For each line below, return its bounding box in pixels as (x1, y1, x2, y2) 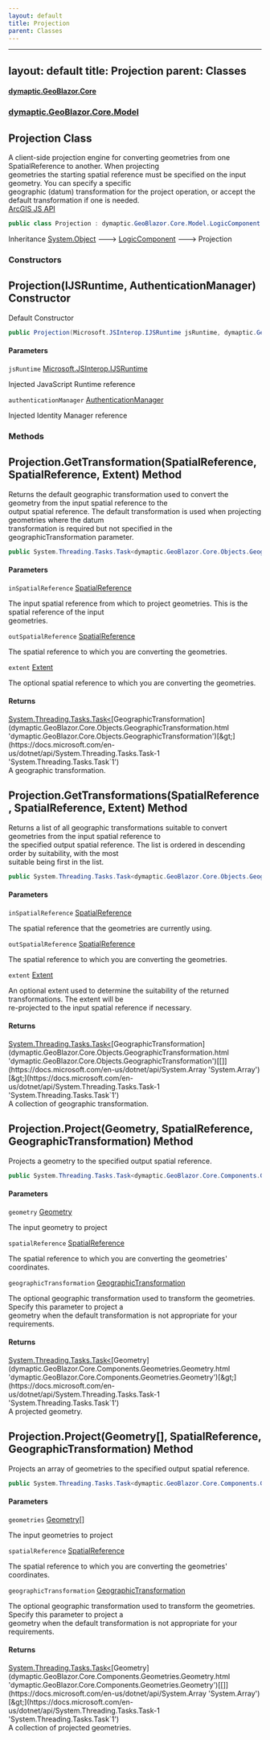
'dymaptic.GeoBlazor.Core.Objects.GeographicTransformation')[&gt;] (8, 731, 235, 741)
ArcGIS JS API (8, 204, 56, 214)
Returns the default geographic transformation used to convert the (8, 489, 229, 499)
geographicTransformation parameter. (8, 532, 134, 541)
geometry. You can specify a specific (8, 179, 132, 188)
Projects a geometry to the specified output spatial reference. (8, 1156, 212, 1166)
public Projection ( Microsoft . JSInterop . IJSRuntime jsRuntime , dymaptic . (8, 328, 257, 336)
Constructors (8, 254, 62, 265)
